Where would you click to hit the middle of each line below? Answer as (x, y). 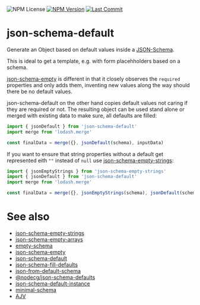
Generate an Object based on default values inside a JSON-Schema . (91, 49)
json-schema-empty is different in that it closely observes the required (93, 79)
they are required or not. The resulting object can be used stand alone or (96, 109)
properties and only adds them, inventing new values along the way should (99, 85)
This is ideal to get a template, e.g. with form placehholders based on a (93, 61)
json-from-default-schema (48, 271)
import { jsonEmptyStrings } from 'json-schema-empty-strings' (87, 171)
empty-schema (34, 246)
